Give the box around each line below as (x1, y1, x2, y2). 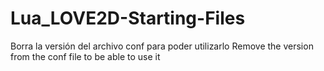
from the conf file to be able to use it (10, 50, 161, 62)
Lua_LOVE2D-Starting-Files (10, 7, 246, 30)
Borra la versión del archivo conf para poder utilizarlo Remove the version (10, 40, 314, 52)
